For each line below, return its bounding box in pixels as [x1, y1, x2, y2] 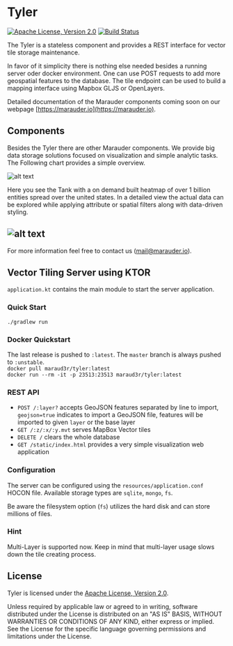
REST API [7, 387, 40, 397]
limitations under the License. [7, 632, 92, 640]
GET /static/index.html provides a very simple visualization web [17, 440, 204, 449]
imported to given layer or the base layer [17, 418, 136, 426]
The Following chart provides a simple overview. [7, 158, 146, 167]
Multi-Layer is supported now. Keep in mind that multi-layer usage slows [7, 542, 215, 551]
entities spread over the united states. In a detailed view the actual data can [7, 193, 224, 201]
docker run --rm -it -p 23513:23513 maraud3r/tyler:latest [7, 371, 182, 378]
